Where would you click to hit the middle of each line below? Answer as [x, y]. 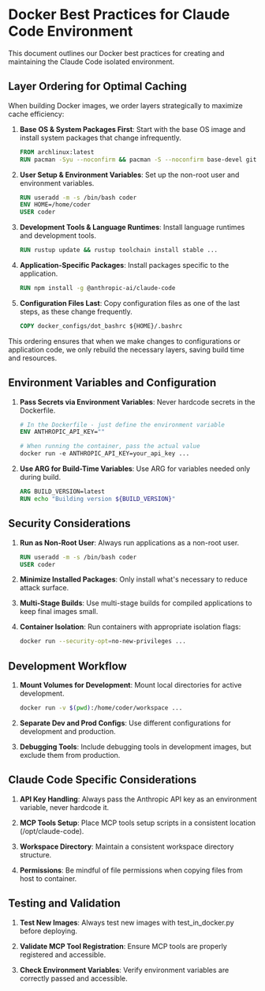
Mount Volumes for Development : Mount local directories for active [131, 685]
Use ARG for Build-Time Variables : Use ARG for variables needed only [135, 469]
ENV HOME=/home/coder [55, 205]
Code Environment [71, 31]
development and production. [67, 731]
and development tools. [58, 236]
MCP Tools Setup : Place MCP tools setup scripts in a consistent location [138, 823]
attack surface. [44, 588]
